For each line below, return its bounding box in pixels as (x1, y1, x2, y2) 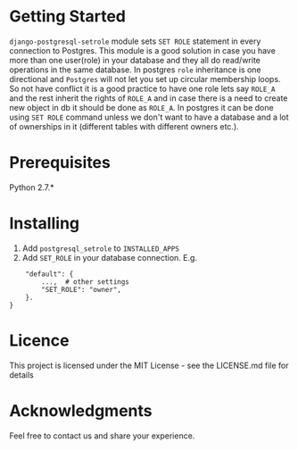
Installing (9, 213, 80, 234)
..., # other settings (41, 277, 129, 287)
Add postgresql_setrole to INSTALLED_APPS (21, 243, 180, 254)
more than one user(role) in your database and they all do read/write (9, 54, 261, 65)
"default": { (25, 270, 74, 279)
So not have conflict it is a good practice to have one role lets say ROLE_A (9, 83, 276, 94)
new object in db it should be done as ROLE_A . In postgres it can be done (9, 102, 274, 112)
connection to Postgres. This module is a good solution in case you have (9, 45, 277, 55)
